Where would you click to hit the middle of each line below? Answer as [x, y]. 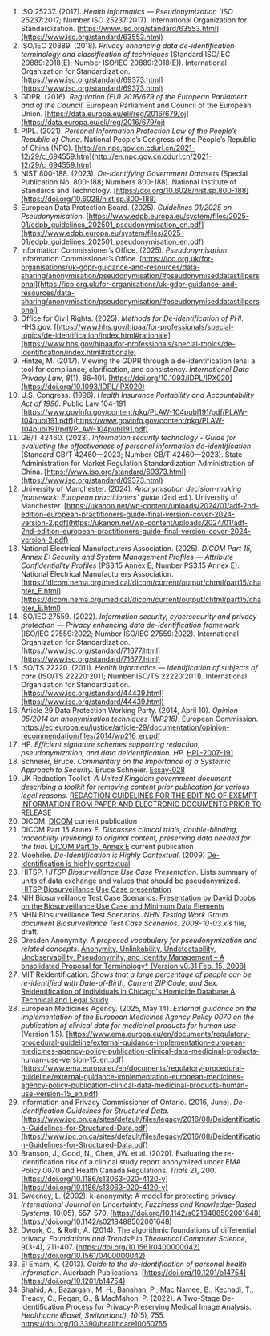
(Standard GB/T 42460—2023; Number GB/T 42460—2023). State [131, 455]
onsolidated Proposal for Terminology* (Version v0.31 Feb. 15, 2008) [133, 966]
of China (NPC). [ [49, 148]
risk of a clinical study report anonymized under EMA [153, 1162]
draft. [30, 932]
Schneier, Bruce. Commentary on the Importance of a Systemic [125, 761]
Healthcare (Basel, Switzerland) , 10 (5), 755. [93, 1315]
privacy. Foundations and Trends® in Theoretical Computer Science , [134, 1239]
